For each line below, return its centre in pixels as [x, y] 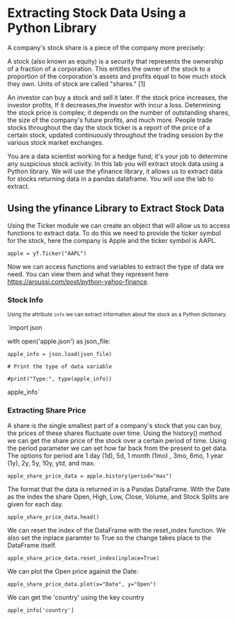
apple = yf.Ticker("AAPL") [47, 253]
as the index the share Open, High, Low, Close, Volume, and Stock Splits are [118, 497]
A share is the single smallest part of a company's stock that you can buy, [115, 426]
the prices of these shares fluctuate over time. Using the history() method [115, 433]
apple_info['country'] [41, 610]
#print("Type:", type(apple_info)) [60, 379]
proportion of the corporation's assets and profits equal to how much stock [117, 76]
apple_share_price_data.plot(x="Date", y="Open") [82, 584]
